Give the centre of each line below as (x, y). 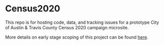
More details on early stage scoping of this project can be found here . (77, 37)
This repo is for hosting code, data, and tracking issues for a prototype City (82, 22)
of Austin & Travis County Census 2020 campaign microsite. (67, 27)
